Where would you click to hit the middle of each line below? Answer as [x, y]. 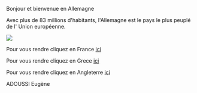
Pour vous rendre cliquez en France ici [54, 49]
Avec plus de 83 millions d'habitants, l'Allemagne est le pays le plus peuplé [99, 20]
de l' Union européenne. [36, 27]
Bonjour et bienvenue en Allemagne [50, 9]
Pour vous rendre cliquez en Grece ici [53, 61]
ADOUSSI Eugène [28, 84]
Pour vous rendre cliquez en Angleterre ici [58, 72]
